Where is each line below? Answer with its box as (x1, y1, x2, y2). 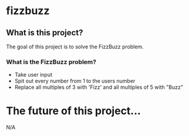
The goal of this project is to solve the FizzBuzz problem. (6, 43, 144, 50)
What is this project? (6, 28, 83, 38)
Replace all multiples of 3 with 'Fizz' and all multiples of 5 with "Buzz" (14, 84, 184, 91)
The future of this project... (6, 104, 141, 118)
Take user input (14, 71, 53, 78)
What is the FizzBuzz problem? (6, 58, 97, 66)
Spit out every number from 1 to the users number (14, 78, 136, 85)
